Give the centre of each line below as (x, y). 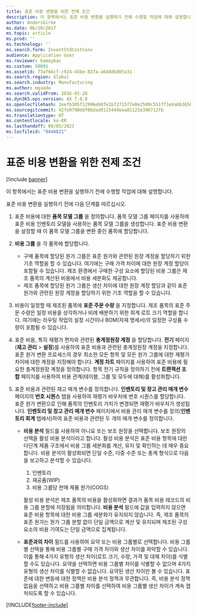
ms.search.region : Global (38, 77)
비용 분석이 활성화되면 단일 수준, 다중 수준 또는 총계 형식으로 (109, 452)
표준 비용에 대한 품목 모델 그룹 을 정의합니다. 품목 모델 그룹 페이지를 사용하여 (102, 216)
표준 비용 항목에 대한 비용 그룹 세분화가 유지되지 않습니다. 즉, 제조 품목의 (106, 514)
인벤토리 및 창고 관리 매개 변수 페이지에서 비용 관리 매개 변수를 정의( (104, 411)
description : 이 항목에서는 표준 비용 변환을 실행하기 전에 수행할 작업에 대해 (89, 17)
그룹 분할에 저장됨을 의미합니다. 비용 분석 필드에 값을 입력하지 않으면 (108, 507)
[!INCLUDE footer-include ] (37, 605)
